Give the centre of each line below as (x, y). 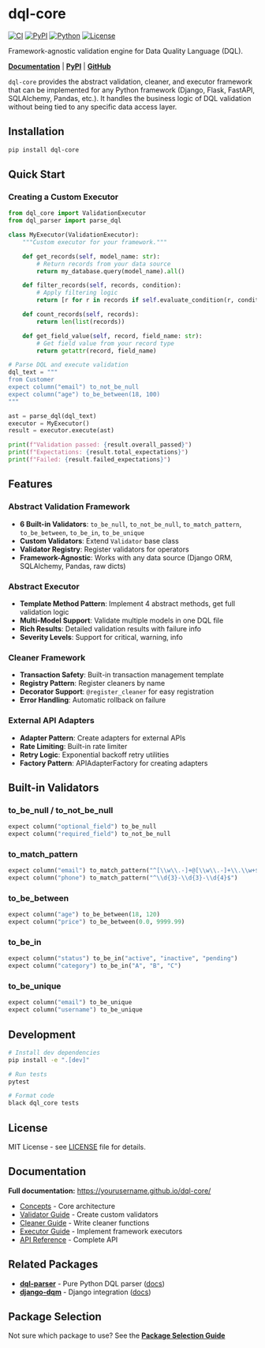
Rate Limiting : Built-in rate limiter (73, 746)
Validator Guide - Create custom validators (89, 1214)
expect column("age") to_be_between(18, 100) (84, 394)
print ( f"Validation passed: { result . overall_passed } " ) (100, 445)
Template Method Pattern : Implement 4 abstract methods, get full (127, 603)
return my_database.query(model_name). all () (111, 271)
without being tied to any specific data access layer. (93, 107)
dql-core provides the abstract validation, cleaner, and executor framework (130, 81)
